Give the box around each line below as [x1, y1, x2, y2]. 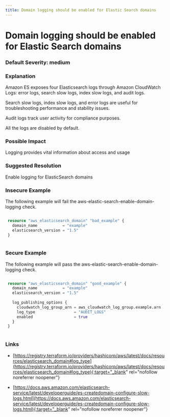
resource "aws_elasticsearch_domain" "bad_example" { [7, 218, 125, 223]
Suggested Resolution [5, 162, 61, 169]
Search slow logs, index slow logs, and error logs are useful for [5, 100, 138, 106]
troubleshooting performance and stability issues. [5, 105, 110, 111]
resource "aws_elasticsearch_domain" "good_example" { [7, 281, 127, 286]
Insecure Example [5, 187, 51, 194]
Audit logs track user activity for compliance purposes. [5, 115, 121, 121]
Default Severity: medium [5, 58, 70, 66]
